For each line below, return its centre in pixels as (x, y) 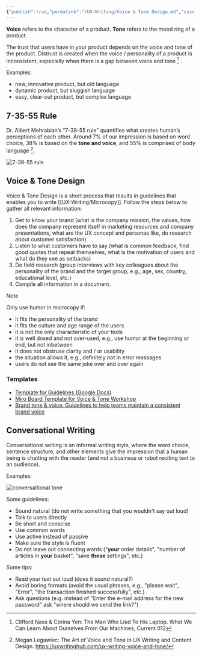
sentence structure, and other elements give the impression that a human (97, 451)
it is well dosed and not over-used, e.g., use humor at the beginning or (102, 338)
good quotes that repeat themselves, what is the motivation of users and (105, 252)
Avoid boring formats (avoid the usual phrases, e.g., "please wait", (97, 585)
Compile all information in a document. (63, 284)
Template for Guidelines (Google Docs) (63, 392)
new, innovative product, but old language (67, 84)
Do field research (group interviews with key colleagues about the (96, 265)
